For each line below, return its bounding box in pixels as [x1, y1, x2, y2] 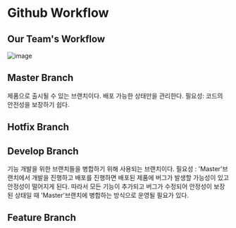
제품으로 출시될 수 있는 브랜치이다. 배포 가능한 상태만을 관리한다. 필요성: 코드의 [7, 91, 223, 100]
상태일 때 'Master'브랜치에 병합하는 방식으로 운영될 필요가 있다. [14, 191, 189, 200]
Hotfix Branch [7, 121, 69, 133]
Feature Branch [7, 212, 76, 224]
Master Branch [7, 72, 74, 84]
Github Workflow [7, 5, 109, 21]
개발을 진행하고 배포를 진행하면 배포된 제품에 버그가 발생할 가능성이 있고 [31, 174, 230, 182]
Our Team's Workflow [7, 33, 106, 45]
